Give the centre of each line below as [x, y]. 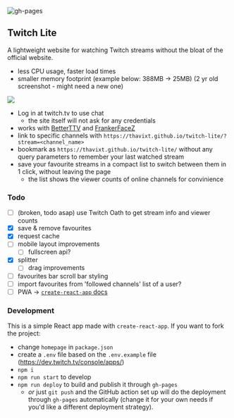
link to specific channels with [60, 135]
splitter [27, 260]
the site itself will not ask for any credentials [92, 121]
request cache [38, 236]
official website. [30, 57]
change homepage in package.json [65, 347]
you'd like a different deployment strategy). [91, 407]
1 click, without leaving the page [64, 171]
